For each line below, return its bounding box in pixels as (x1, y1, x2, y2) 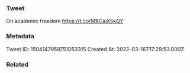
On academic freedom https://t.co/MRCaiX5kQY (6, 18, 124, 25)
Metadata (6, 32, 34, 41)
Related (6, 60, 29, 68)
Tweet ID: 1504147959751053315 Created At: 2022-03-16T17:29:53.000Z (6, 45, 185, 52)
